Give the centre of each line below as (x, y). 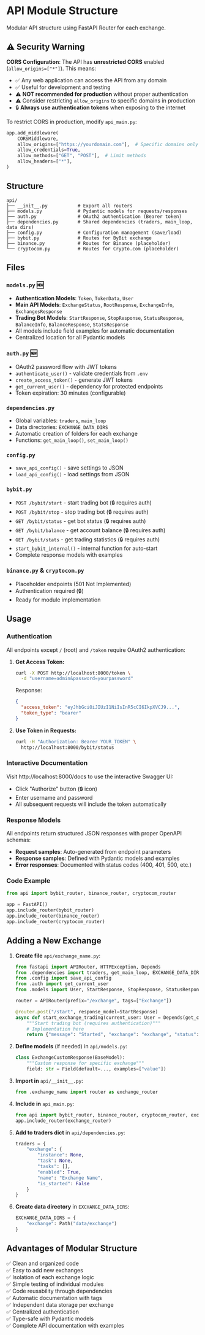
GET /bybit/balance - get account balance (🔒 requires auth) (90, 530)
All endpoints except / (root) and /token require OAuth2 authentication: (96, 650)
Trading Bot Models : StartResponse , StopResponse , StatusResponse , (99, 318)
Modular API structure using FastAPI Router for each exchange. (86, 28)
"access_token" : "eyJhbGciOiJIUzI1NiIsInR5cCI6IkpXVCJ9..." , (101, 707)
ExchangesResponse (39, 312)
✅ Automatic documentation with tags (54, 1298)
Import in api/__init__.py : (49, 1080)
